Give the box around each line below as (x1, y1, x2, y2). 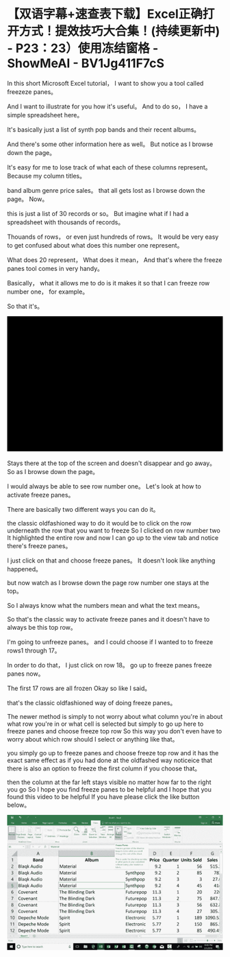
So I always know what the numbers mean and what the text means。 (7, 601, 204, 609)
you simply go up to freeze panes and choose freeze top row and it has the (7, 748, 219, 757)
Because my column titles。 (7, 172, 86, 180)
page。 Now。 (7, 195, 49, 203)
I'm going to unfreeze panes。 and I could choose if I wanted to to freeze (7, 637, 214, 646)
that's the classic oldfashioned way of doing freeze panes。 (7, 698, 177, 707)
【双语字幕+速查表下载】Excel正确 (7, 6, 203, 22)
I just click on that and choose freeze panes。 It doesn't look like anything (7, 556, 216, 565)
